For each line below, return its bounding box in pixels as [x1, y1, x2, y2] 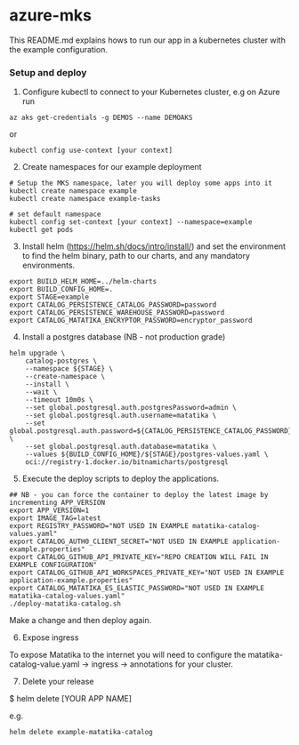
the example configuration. [9, 44, 109, 54]
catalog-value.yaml [9, 659, 80, 669]
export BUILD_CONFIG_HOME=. [9, 285, 114, 294]
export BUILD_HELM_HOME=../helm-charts [9, 277, 158, 286]
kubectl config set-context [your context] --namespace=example [9, 218, 253, 227]
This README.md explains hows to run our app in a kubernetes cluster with [9, 35, 287, 45]
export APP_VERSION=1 [9, 506, 90, 516]
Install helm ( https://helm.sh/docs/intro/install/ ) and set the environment [21, 241, 287, 252]
